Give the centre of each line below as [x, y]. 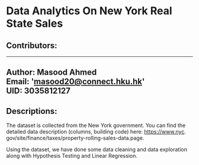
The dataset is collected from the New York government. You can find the [96, 125]
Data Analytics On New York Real [89, 11]
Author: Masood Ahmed [52, 72]
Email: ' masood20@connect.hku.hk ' [76, 82]
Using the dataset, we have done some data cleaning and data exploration [97, 150]
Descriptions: [32, 111]
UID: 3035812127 [38, 91]
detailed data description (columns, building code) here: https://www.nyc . [96, 132]
